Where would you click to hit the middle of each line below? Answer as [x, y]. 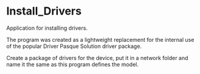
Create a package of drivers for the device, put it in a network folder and [97, 58]
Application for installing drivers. [47, 28]
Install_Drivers [44, 11]
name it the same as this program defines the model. [73, 64]
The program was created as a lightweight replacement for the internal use [100, 39]
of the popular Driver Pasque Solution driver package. [74, 46]
